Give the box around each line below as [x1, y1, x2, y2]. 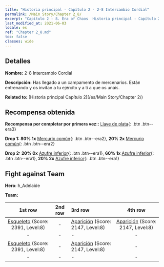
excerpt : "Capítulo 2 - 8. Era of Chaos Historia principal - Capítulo [5, 16, 156, 21]
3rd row [71, 207, 90, 214]
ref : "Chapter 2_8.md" [5, 30, 51, 35]
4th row [127, 207, 145, 214]
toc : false [5, 35, 27, 40]
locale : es [5, 25, 27, 30]
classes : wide [5, 39, 34, 44]
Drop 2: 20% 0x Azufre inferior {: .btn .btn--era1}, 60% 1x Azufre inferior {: [5, 150, 154, 156]
